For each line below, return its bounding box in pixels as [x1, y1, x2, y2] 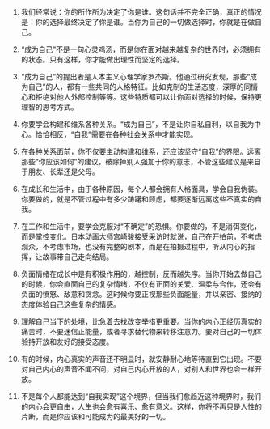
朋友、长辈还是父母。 [27, 167, 99, 176]
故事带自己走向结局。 [42, 252, 114, 261]
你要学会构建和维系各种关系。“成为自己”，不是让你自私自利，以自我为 [20, 120, 255, 129]
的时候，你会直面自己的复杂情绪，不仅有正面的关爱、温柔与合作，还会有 [20, 279, 262, 289]
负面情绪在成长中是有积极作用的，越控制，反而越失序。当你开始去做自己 [20, 270, 262, 278]
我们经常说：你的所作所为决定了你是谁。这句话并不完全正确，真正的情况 [20, 7, 262, 16]
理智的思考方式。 [20, 102, 78, 112]
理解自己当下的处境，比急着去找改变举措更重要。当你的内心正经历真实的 [20, 316, 262, 326]
